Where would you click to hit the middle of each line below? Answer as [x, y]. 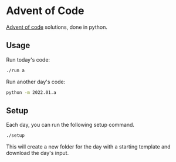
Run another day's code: [36, 82]
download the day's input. [38, 153]
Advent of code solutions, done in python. [57, 27]
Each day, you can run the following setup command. [70, 125]
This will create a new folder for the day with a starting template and [89, 147]
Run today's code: [28, 59]
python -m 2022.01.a [31, 92]
